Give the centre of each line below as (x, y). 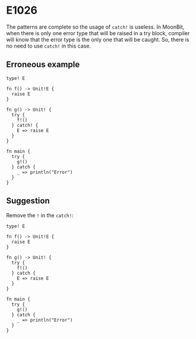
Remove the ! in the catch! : (40, 215)
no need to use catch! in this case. (48, 46)
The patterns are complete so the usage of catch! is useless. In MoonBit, (95, 27)
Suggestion (28, 201)
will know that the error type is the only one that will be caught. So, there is (98, 39)
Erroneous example (43, 65)
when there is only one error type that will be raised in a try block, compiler (98, 33)
